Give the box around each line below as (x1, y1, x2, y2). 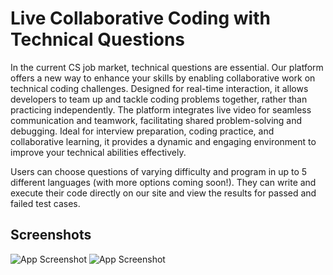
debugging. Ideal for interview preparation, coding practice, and (10, 125, 275, 137)
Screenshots (10, 227, 92, 244)
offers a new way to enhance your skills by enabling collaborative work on (10, 72, 316, 84)
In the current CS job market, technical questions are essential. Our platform (10, 61, 324, 73)
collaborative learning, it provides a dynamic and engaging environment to (10, 135, 317, 147)
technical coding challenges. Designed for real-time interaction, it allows (10, 82, 309, 94)
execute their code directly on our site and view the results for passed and (10, 187, 317, 199)
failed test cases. (10, 197, 81, 209)
